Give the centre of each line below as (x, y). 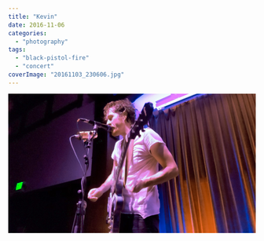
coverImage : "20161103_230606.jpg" (66, 75)
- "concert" (35, 67)
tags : (17, 50)
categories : (27, 33)
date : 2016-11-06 (37, 25)
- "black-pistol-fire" (52, 58)
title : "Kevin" (33, 16)
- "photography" (42, 42)
